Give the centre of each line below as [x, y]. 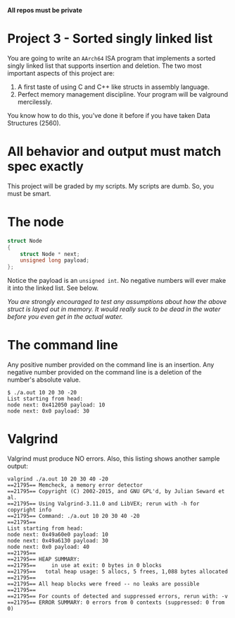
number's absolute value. [44, 380]
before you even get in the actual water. [65, 317]
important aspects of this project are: [61, 73]
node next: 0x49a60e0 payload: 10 [58, 535]
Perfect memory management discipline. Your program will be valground [123, 94]
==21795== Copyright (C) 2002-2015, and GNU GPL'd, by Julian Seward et [116, 492]
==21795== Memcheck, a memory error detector [75, 485]
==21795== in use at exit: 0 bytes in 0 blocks [84, 566]
